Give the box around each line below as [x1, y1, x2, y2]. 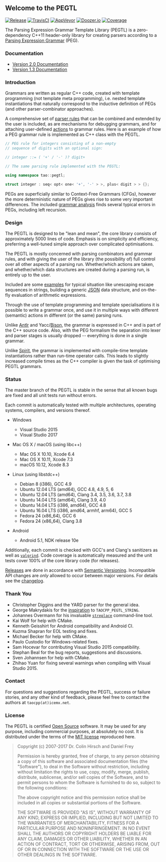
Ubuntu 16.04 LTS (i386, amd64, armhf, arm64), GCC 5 [19, 507, 132, 513]
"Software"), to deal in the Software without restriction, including [17, 764, 150, 770]
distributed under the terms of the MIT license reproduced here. [5, 734, 136, 740]
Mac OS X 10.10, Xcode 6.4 [19, 451, 75, 457]
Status [5, 375, 21, 382]
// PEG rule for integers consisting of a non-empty [5, 141, 116, 146]
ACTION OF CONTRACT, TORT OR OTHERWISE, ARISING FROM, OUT [17, 841, 160, 847]
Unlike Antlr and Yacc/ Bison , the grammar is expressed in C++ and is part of [5, 322, 161, 328]
